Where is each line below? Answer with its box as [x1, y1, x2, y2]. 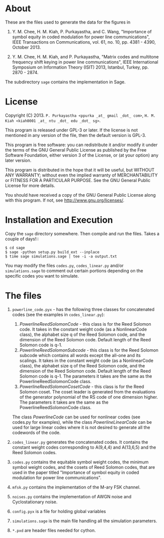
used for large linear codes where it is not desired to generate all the [12, 424, 150, 430]
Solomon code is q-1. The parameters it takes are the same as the [19, 373, 152, 379]
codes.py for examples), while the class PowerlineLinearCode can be [12, 419, 152, 425]
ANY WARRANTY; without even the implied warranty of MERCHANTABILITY [5, 172, 158, 178]
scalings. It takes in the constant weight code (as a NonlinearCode [19, 358, 154, 363]
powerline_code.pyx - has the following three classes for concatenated [12, 306, 155, 312]
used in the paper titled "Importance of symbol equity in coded [12, 469, 140, 475]
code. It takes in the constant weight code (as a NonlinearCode [19, 326, 147, 332]
